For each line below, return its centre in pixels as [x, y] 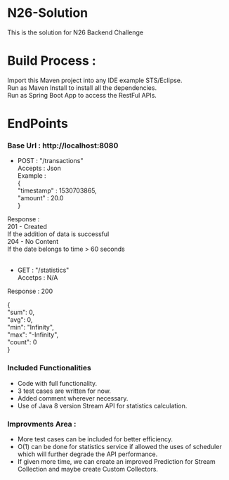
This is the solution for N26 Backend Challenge [76, 32]
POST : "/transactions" [50, 161]
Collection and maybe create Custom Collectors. [87, 469]
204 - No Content [33, 242]
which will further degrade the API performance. [87, 454]
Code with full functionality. [57, 383]
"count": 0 [22, 342]
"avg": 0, [20, 320]
